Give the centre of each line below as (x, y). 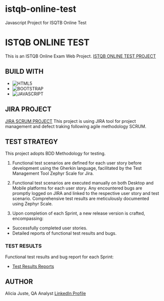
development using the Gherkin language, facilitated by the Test (77, 168)
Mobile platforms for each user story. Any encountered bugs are (77, 188)
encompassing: (28, 219)
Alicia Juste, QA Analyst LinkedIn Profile (45, 294)
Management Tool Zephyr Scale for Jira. (53, 173)
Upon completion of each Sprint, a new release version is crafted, (79, 213)
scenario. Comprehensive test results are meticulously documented (81, 199)
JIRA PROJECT (28, 109)
